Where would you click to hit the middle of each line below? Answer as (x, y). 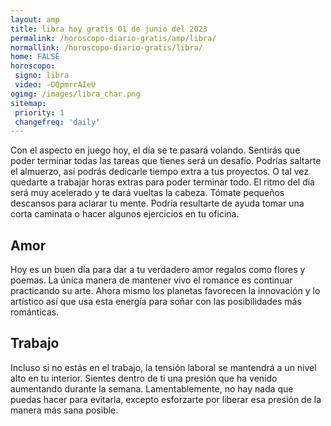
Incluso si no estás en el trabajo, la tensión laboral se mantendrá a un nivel (163, 367)
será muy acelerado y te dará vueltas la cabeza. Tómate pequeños (147, 193)
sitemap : (28, 103)
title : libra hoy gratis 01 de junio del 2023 (109, 29)
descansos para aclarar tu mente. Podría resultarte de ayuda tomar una (157, 203)
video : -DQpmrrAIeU (55, 85)
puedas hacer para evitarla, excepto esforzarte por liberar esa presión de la (166, 399)
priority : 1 (39, 112)
